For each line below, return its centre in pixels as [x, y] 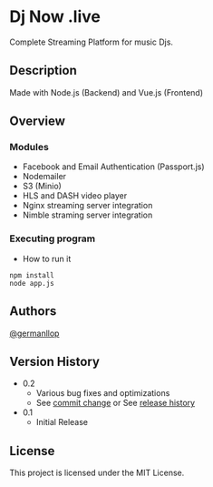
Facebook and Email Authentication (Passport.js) [114, 167]
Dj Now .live [55, 17]
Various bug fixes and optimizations [103, 393]
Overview [38, 122]
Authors [33, 311]
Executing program [53, 238]
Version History [54, 361]
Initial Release [62, 422]
